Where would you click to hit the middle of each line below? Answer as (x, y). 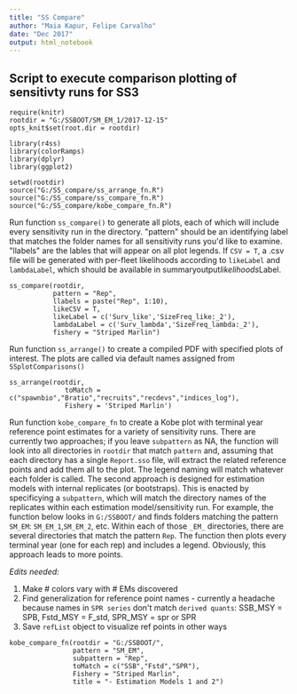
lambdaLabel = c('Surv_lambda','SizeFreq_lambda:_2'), (156, 325)
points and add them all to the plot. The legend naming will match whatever (146, 470)
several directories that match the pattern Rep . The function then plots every (148, 536)
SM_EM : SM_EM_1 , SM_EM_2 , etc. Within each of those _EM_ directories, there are (147, 526)
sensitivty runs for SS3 (74, 92)
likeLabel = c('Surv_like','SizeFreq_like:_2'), (145, 317)
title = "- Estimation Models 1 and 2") (148, 682)
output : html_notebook (51, 42)
